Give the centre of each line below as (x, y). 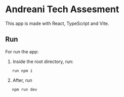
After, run (22, 80)
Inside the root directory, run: (43, 61)
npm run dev (25, 89)
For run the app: (22, 51)
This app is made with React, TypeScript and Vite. (57, 23)
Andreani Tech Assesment (62, 9)
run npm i (22, 71)
